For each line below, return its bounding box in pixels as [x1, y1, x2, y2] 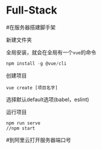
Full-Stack [6, 4, 57, 17]
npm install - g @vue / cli [6, 60, 67, 67]
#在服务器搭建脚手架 [6, 24, 56, 31]
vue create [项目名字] [6, 85, 58, 91]
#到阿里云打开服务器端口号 [6, 136, 72, 143]
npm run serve [6, 120, 41, 126]
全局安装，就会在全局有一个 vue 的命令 [6, 48, 97, 56]
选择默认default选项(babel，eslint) [6, 95, 90, 103]
